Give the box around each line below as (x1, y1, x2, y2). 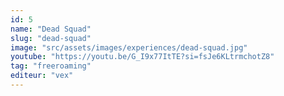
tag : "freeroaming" (10, 61, 92, 71)
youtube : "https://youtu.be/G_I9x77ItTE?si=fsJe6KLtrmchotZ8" (10, 52, 275, 62)
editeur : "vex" (10, 71, 74, 81)
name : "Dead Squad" (10, 24, 92, 34)
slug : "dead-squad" (10, 33, 92, 43)
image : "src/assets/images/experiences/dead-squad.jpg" (10, 42, 248, 53)
